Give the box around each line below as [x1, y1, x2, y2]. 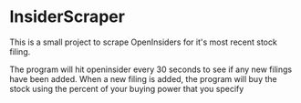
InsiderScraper [9, 6, 126, 27]
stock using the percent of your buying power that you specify [9, 83, 244, 94]
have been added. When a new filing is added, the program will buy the [9, 73, 277, 84]
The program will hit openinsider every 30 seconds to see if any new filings [9, 64, 293, 75]
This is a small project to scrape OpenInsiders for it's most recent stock [9, 36, 278, 47]
